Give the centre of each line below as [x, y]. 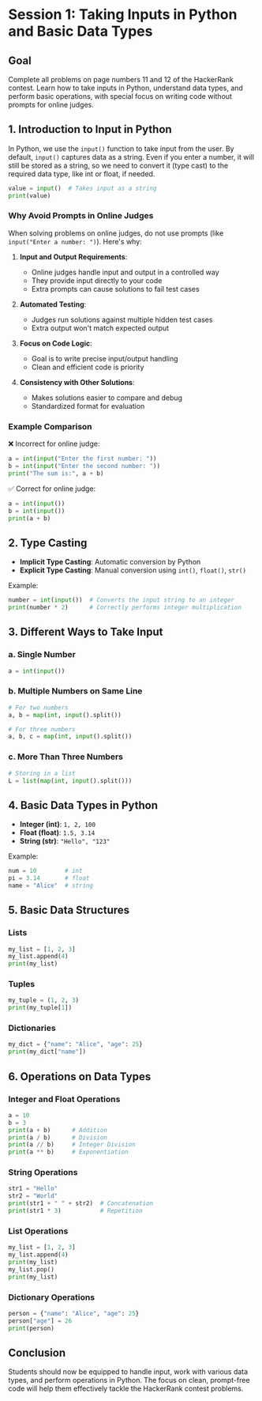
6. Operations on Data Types [80, 1076]
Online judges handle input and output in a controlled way [125, 272]
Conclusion [37, 1352]
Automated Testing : [53, 304]
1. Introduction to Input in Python [90, 129]
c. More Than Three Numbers [66, 757]
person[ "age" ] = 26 [40, 1321]
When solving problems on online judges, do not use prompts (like [116, 233]
